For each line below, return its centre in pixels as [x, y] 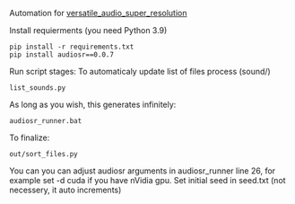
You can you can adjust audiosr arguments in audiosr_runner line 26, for [143, 171]
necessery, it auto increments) [65, 190]
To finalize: [30, 137]
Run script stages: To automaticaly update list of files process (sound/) [140, 71]
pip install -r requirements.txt [72, 47]
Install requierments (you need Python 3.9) [88, 30]
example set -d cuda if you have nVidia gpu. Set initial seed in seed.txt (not [147, 180]
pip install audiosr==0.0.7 [62, 55]
